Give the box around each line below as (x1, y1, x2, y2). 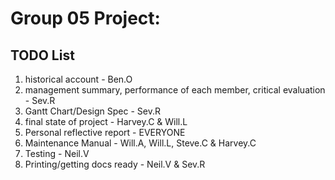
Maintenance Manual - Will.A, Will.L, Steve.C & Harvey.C (24, 137, 257, 149)
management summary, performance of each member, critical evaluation (24, 84, 326, 96)
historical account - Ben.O (24, 73, 133, 85)
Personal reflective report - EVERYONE (24, 127, 186, 138)
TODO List (10, 47, 75, 64)
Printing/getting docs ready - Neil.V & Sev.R (24, 158, 206, 170)
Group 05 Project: (10, 7, 161, 30)
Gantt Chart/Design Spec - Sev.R (24, 105, 161, 117)
